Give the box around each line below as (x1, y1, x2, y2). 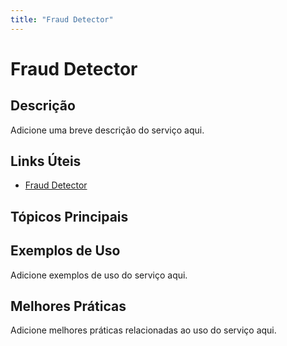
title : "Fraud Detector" (10, 14, 114, 25)
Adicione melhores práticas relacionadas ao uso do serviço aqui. (10, 324, 277, 336)
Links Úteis (10, 153, 82, 170)
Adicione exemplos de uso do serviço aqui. (10, 269, 188, 281)
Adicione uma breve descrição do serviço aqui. (10, 124, 205, 136)
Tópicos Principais (10, 208, 129, 225)
